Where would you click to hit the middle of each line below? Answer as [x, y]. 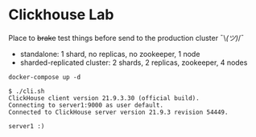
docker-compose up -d [45, 77]
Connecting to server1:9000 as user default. [86, 105]
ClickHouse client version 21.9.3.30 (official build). [104, 98]
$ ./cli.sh [27, 91]
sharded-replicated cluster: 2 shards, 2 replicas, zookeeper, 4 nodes [134, 62]
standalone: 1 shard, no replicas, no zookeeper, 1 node [110, 54]
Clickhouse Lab [61, 15]
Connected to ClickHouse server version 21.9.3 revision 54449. [118, 112]
